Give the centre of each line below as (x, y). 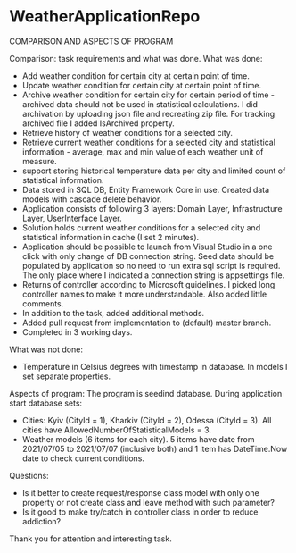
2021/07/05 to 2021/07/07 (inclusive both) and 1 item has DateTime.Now (155, 448)
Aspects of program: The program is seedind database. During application (146, 393)
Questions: (29, 475)
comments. (43, 303)
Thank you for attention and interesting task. (90, 539)
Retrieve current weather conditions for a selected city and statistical (149, 142)
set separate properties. (66, 376)
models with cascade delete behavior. (92, 199)
